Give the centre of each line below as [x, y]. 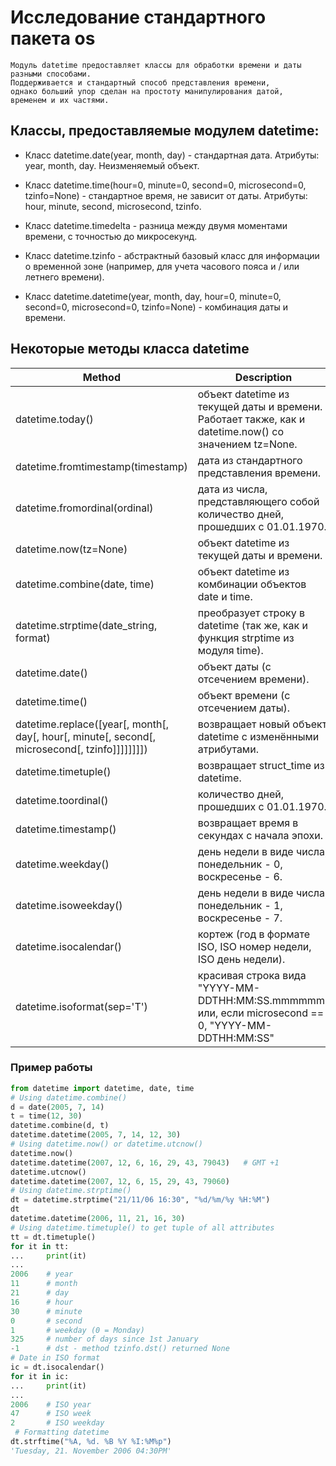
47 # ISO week [51, 1414]
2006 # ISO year [51, 1404]
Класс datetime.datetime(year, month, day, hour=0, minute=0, [153, 296]
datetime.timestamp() [66, 829]
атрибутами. [228, 749]
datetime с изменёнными [258, 736]
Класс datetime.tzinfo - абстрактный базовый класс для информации [172, 255]
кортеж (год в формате [254, 934]
